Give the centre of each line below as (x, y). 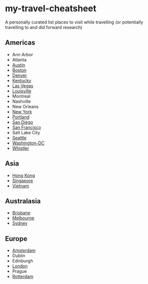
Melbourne (23, 218)
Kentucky (22, 80)
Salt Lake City (26, 132)
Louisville (22, 91)
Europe (16, 239)
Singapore (22, 180)
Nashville (21, 101)
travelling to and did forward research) (44, 27)
